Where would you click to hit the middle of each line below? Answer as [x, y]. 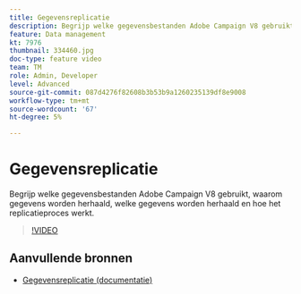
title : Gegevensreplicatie [60, 17]
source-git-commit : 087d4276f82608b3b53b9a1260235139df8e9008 [128, 92]
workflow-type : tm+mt [50, 101]
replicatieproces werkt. [52, 213]
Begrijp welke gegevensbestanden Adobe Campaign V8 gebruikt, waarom [146, 194]
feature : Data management [57, 34]
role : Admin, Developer [54, 76]
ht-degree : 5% [36, 117]
